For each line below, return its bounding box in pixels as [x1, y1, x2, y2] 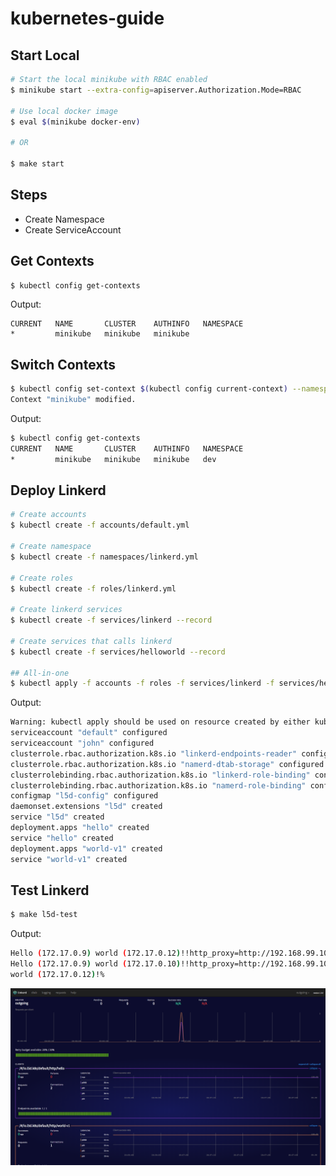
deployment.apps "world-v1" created [10, 843, 163, 854]
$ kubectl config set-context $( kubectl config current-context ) [10, 384, 288, 394]
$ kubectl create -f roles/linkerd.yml [10, 583, 177, 594]
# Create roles [10, 573, 74, 583]
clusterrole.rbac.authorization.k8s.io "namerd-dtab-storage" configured [10, 759, 325, 769]
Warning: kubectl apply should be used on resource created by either [10, 717, 311, 727]
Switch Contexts [10, 356, 117, 373]
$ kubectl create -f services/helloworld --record [10, 647, 226, 657]
